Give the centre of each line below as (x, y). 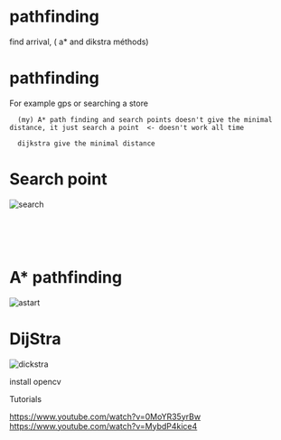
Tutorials (26, 398)
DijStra (35, 338)
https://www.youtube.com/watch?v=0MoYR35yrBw (105, 417)
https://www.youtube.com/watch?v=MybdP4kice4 (103, 426)
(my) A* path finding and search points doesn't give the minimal (145, 119)
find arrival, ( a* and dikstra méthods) (79, 42)
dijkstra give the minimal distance (86, 143)
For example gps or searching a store (79, 103)
